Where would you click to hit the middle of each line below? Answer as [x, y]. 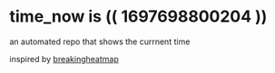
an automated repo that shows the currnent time [100, 41]
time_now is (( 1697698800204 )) [138, 17]
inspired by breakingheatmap [64, 59]
